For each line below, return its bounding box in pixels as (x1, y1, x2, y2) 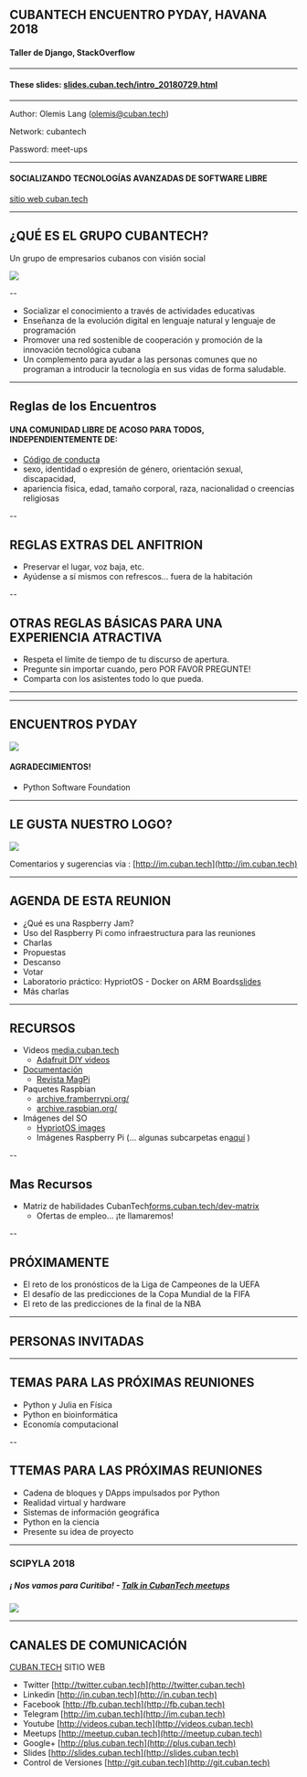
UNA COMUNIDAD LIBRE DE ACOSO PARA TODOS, (9, 424, 205, 435)
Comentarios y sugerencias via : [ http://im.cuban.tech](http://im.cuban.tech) (9, 858, 298, 869)
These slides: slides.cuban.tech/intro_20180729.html (9, 80, 218, 90)
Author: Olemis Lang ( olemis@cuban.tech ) (9, 108, 169, 119)
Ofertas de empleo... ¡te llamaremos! (36, 1210, 174, 1221)
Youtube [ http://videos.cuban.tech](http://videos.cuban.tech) (22, 1718, 254, 1729)
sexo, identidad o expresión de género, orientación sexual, (22, 463, 244, 474)
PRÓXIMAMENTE (9, 1254, 110, 1270)
